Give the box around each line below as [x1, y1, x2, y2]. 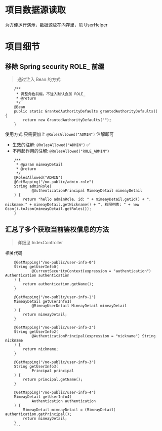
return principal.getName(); [23, 377, 83, 382]
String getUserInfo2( [14, 329, 58, 334]
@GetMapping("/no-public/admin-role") [14, 179, 94, 184]
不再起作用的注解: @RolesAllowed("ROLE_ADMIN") [12, 148, 110, 154]
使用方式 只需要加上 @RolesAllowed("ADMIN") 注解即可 [5, 131, 114, 137]
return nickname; [23, 346, 58, 352]
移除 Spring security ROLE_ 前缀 [5, 62, 105, 71]
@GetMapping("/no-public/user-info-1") [14, 294, 96, 300]
